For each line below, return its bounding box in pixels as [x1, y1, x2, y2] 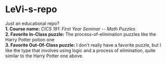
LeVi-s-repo [5, 4, 57, 15]
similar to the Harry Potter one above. [5, 52, 84, 59]
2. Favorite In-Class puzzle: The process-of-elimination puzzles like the [5, 31, 156, 37]
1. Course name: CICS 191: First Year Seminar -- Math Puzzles [5, 25, 136, 31]
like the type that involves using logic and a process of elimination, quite [5, 47, 156, 53]
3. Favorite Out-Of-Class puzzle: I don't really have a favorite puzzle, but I [5, 42, 161, 48]
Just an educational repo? [5, 20, 60, 26]
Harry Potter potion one [5, 37, 55, 43]
